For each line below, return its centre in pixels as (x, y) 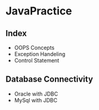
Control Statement (37, 60)
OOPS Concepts (34, 47)
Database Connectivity (49, 79)
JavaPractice (39, 11)
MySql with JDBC (36, 100)
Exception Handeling (40, 54)
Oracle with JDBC (36, 94)
